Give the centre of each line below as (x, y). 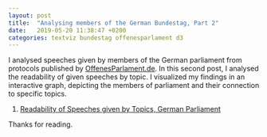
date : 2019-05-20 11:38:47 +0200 (67, 30)
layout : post (30, 15)
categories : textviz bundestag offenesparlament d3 (96, 38)
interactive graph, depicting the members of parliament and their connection (134, 86)
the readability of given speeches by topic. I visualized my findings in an (127, 77)
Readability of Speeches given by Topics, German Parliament (120, 109)
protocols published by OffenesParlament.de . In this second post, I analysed (133, 69)
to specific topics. (38, 94)
